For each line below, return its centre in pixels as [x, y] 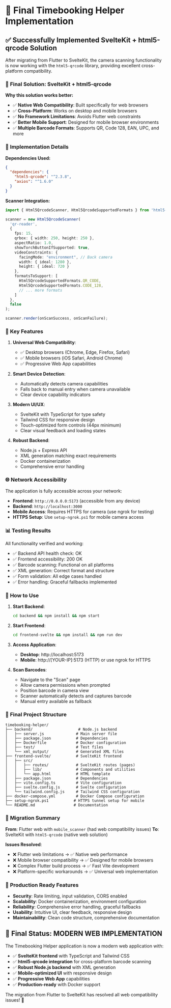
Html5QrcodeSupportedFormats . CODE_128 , [61, 285]
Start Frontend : [29, 626]
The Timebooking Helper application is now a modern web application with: [84, 946]
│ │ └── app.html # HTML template [58, 774]
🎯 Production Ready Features [42, 885]
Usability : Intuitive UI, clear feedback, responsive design [72, 912]
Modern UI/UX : [29, 405]
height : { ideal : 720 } [44, 267]
